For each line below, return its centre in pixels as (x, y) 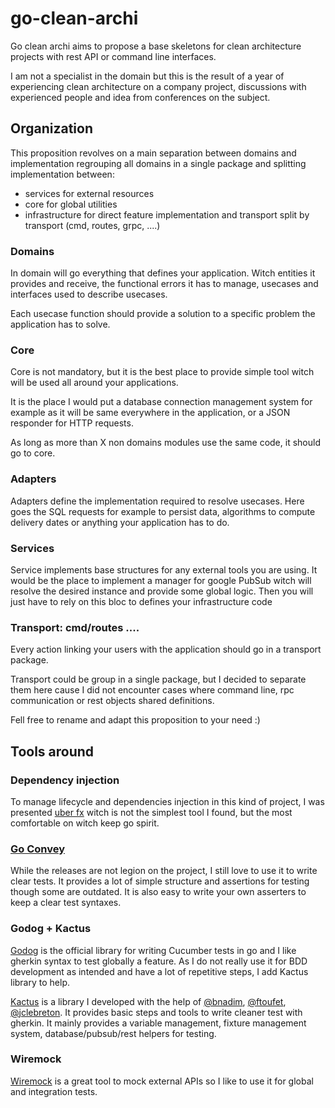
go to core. (33, 453)
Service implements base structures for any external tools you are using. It (164, 569)
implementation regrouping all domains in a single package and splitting (158, 163)
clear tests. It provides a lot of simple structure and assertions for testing (160, 881)
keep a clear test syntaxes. (66, 903)
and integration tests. (54, 1091)
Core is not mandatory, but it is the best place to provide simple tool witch (162, 372)
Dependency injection (65, 780)
